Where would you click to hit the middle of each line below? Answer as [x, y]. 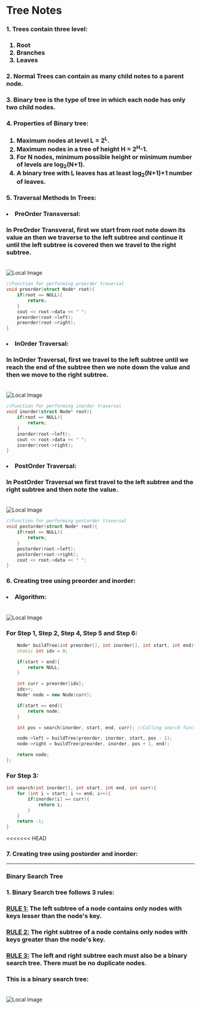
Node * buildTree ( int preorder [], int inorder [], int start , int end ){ [107, 645]
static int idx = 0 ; [42, 651]
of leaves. [31, 182]
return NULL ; [44, 667]
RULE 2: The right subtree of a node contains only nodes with [97, 932]
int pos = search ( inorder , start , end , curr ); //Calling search [99, 728]
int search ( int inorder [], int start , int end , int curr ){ [81, 788]
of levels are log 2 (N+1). [51, 165]
